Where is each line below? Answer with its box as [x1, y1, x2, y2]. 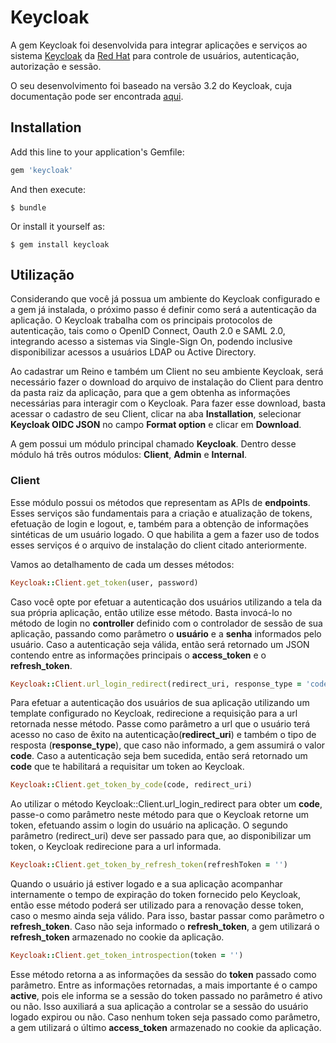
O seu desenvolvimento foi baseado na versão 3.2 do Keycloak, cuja [10, 79, 293, 91]
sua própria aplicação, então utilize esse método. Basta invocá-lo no [10, 606, 293, 618]
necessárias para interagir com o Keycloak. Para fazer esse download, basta [10, 397, 327, 410]
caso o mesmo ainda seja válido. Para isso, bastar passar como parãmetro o [10, 910, 325, 922]
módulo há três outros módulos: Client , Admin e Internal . [10, 449, 247, 461]
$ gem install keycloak [10, 239, 110, 250]
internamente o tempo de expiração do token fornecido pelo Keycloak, [10, 889, 301, 901]
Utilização [10, 267, 75, 284]
